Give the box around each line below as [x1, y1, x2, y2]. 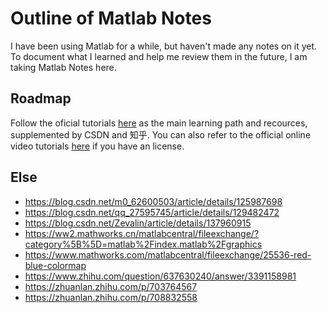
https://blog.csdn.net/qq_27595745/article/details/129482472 [24, 206, 280, 218]
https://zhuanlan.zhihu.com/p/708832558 [24, 291, 198, 303]
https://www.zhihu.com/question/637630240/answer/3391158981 [24, 270, 297, 282]
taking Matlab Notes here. [10, 61, 117, 73]
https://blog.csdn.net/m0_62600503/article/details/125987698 [24, 195, 283, 207]
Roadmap [10, 90, 72, 107]
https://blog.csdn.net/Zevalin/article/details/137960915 [24, 217, 252, 229]
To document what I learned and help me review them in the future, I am [10, 50, 308, 62]
